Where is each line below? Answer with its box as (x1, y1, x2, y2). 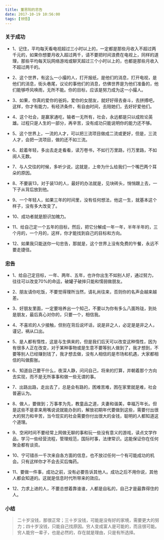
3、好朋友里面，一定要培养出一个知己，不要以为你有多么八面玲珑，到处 (12, 305, 157, 311)
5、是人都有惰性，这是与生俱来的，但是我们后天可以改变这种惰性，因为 (12, 338, 157, 344)
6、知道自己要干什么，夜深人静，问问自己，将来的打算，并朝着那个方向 (12, 367, 157, 373)
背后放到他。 (25, 186, 52, 192)
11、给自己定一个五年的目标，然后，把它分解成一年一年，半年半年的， (12, 224, 154, 230)
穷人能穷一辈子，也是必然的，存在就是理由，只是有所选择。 (17, 530, 138, 536)
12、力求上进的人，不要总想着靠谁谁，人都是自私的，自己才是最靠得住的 (12, 485, 159, 491)
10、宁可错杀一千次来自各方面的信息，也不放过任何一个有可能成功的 (12, 452, 151, 458)
